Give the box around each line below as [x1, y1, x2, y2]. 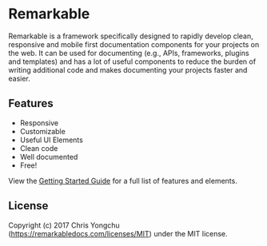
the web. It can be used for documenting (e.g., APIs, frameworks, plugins [8, 48, 249, 58]
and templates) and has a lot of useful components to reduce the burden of [8, 57, 257, 66]
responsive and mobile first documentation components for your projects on [8, 39, 260, 49]
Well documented [19, 152, 78, 161]
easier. [8, 73, 30, 83]
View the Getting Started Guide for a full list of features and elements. [8, 176, 237, 185]
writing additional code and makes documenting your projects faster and [8, 65, 248, 74]
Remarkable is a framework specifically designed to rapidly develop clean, [8, 31, 253, 41]
